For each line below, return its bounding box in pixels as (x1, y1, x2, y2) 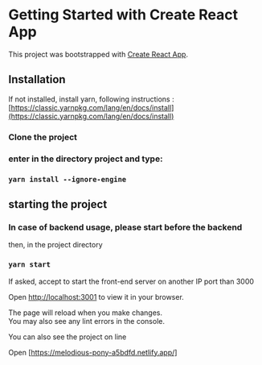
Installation (8, 73, 66, 86)
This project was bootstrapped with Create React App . (8, 49, 189, 59)
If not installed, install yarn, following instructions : (8, 94, 174, 104)
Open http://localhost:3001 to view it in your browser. (8, 292, 185, 301)
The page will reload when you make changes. (8, 308, 163, 317)
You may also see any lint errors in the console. (8, 316, 165, 326)
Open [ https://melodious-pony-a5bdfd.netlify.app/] (8, 347, 178, 357)
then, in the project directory (8, 240, 103, 250)
